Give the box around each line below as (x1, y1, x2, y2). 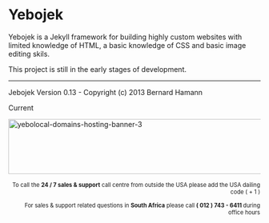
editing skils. (8, 49, 50, 58)
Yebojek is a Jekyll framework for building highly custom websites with (8, 32, 243, 42)
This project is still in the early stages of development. (8, 64, 187, 74)
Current (8, 102, 34, 113)
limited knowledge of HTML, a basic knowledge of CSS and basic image (8, 40, 247, 50)
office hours (227, 209, 260, 217)
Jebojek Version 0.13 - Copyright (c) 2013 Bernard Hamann (8, 87, 203, 97)
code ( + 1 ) (230, 188, 260, 196)
